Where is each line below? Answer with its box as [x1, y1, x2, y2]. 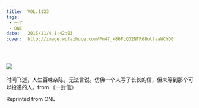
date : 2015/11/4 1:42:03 [6, 31, 73, 37]
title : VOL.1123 [6, 8, 49, 15]
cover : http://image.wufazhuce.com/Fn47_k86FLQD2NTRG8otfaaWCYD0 [6, 36, 174, 42]
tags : [6, 14, 20, 20]
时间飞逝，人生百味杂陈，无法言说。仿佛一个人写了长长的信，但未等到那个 [6, 76, 188, 83]
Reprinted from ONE [6, 95, 56, 102]
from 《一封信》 [37, 83, 77, 90]
